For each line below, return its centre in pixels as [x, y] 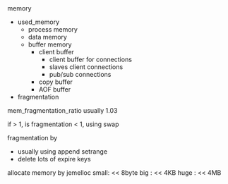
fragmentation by [32, 138]
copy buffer [55, 82]
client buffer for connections [91, 60]
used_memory [38, 22]
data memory [47, 37]
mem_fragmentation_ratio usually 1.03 [62, 111]
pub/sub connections [80, 75]
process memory [53, 30]
